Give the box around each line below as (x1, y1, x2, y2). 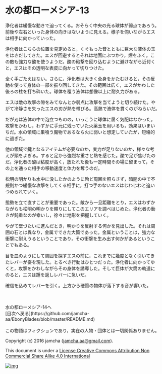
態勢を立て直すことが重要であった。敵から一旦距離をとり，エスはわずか (5, 199, 155, 206)
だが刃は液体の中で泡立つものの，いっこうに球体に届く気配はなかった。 (5, 116, 155, 122)
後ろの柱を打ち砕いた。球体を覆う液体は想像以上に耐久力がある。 (5, 88, 142, 94)
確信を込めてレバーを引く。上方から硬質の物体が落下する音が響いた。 (5, 282, 151, 288)
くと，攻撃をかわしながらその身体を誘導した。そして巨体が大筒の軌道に (5, 265, 155, 271)
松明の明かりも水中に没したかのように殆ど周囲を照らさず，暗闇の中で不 (5, 176, 155, 182)
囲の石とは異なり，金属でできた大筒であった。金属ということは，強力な (5, 229, 155, 235)
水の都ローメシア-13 (5, 5, 90, 16)
